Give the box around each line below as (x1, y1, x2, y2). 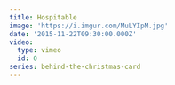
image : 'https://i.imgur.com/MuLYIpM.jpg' (9, 21, 169, 30)
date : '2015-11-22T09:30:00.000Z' (9, 29, 138, 38)
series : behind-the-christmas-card (9, 63, 141, 72)
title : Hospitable (9, 12, 77, 22)
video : (9, 37, 34, 47)
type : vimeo (17, 46, 62, 55)
